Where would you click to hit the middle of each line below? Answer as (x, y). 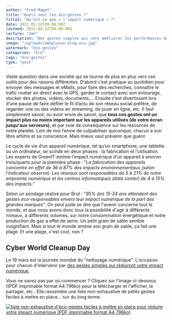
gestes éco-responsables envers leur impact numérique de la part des (80, 199)
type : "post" (20, 62)
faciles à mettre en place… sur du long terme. (54, 297)
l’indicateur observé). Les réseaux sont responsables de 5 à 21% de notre (83, 173)
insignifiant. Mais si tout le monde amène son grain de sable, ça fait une (81, 226)
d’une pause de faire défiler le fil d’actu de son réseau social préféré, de (81, 104)
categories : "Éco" (25, 52)
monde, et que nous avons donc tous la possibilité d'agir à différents (78, 210)
